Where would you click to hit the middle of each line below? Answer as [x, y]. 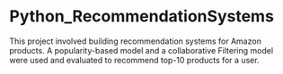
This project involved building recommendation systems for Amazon [136, 41]
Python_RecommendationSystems [141, 16]
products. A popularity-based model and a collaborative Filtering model [141, 50]
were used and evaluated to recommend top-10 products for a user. [134, 60]
